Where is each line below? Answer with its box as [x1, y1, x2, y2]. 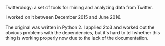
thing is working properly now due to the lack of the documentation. [5, 35, 149, 41]
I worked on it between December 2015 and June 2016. [5, 14, 122, 20]
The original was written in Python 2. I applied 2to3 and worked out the [5, 24, 155, 30]
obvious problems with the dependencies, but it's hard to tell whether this [5, 30, 160, 35]
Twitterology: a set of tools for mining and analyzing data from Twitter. [5, 5, 153, 10]
